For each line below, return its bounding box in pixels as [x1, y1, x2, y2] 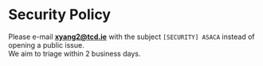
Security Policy [8, 6, 112, 24]
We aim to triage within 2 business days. [8, 49, 141, 58]
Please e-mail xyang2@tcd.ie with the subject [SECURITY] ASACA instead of [8, 32, 255, 41]
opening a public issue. [8, 40, 85, 49]
